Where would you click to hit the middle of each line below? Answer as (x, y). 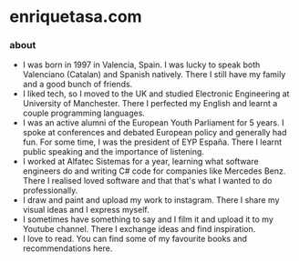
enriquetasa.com (76, 17)
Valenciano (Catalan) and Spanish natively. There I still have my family (154, 75)
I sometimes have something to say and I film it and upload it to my (148, 219)
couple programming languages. (84, 113)
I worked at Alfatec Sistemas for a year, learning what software (140, 162)
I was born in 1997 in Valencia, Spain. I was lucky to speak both (141, 65)
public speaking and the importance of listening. (113, 152)
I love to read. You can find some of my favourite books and (135, 239)
